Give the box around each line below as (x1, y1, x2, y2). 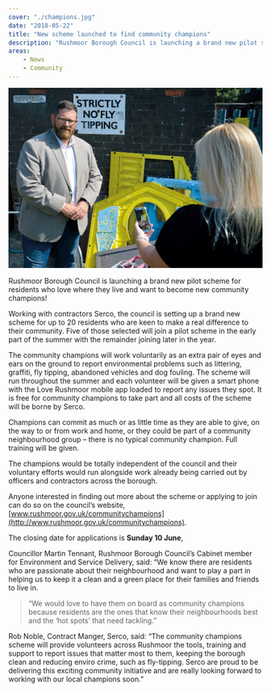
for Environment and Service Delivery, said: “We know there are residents (8, 557, 252, 567)
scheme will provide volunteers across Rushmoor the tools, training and (8, 640, 247, 650)
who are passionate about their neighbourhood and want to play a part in (8, 566, 252, 576)
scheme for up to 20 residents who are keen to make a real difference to (8, 317, 248, 327)
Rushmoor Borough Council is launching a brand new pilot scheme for (8, 276, 241, 286)
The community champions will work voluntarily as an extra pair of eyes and (8, 350, 262, 360)
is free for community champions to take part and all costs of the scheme (8, 393, 252, 403)
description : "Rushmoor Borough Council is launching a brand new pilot (8, 39, 258, 47)
